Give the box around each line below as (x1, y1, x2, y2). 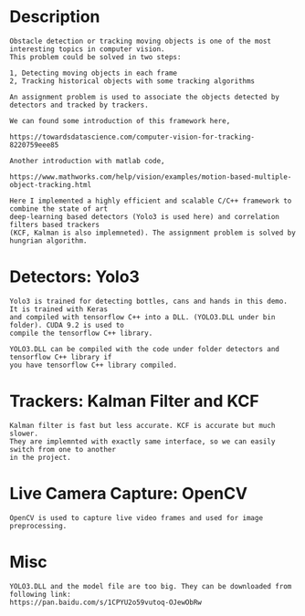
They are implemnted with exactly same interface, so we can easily (9, 436, 276, 446)
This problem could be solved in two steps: (9, 52, 182, 61)
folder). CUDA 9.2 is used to (9, 320, 125, 329)
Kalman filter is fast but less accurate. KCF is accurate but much (9, 421, 276, 430)
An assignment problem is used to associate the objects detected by (9, 92, 280, 101)
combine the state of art (9, 204, 108, 214)
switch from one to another (9, 444, 117, 454)
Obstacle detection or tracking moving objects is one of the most (9, 37, 272, 46)
